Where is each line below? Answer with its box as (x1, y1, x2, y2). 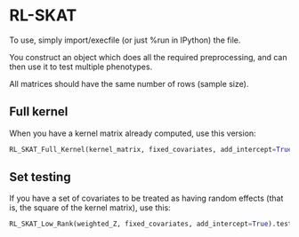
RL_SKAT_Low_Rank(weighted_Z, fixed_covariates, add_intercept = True (9, 219, 269, 229)
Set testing (9, 170, 71, 185)
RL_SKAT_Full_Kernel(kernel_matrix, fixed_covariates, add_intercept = (9, 145, 277, 154)
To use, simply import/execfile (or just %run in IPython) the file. (9, 35, 241, 45)
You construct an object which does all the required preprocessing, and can (9, 51, 287, 62)
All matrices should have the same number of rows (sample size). (9, 78, 249, 89)
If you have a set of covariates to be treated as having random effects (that (9, 193, 284, 204)
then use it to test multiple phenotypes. (9, 61, 153, 72)
